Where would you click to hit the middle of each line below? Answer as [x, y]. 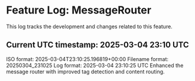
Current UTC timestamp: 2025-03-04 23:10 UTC [97, 45]
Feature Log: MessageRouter [79, 10]
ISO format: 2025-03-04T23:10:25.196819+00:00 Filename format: [87, 59]
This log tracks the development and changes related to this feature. [89, 26]
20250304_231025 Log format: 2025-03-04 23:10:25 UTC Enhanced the [95, 65]
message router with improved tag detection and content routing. [85, 72]
